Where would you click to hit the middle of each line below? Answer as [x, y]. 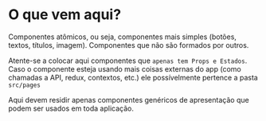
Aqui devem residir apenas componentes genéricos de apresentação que [129, 100]
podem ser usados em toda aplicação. [71, 108]
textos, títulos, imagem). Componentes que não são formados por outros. [129, 45]
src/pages [25, 85]
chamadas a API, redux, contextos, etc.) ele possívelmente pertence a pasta [133, 77]
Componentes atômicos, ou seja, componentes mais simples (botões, [123, 37]
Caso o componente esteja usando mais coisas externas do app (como [125, 68]
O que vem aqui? [65, 15]
